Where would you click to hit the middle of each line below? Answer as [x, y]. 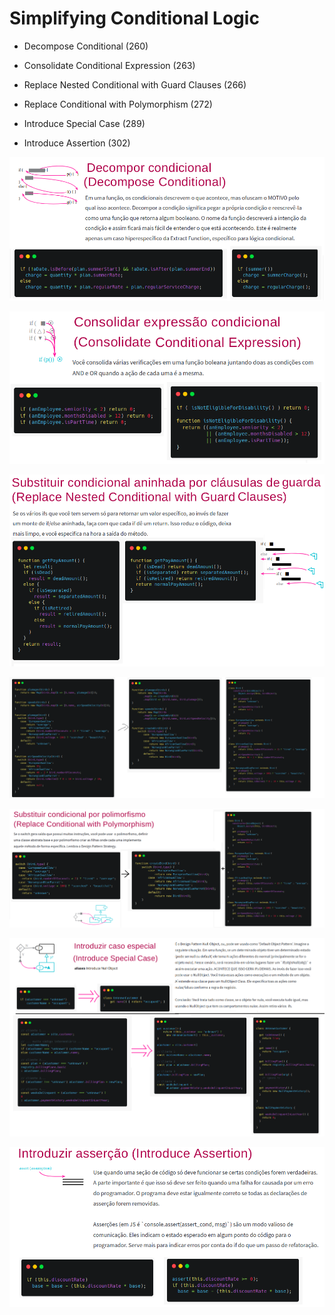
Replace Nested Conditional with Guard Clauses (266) [135, 84]
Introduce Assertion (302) [77, 143]
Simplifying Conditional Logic [134, 18]
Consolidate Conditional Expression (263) [109, 65]
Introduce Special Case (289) [84, 123]
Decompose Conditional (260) [86, 46]
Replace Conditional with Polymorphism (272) [118, 104]
